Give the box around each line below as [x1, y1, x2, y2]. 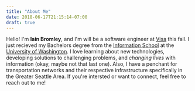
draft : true [6, 19, 35, 25]
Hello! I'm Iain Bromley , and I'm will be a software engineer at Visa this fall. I [6, 36, 190, 43]
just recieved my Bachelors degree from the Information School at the [6, 42, 175, 49]
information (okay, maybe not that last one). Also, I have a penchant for [6, 60, 177, 68]
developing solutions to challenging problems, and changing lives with [6, 54, 176, 62]
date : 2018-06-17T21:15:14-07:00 [6, 14, 88, 20]
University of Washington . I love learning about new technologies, [6, 48, 165, 55]
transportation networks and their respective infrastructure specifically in [6, 67, 183, 74]
